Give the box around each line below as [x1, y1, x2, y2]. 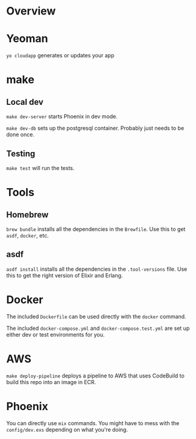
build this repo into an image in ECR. [6, 378, 96, 385]
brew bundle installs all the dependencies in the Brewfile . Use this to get [6, 225, 186, 233]
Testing [6, 148, 36, 159]
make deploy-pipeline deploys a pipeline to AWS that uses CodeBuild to [6, 372, 185, 379]
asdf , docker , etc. [6, 232, 49, 239]
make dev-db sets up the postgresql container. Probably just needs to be [6, 125, 185, 132]
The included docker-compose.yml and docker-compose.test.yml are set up [6, 324, 190, 332]
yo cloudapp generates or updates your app [6, 52, 115, 59]
